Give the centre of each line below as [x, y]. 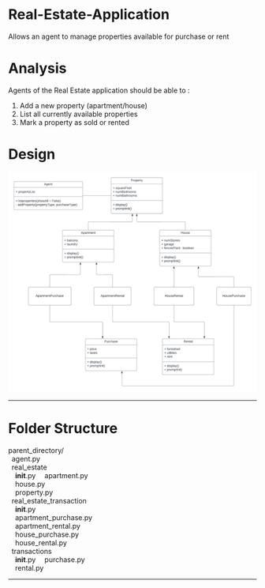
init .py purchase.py [50, 560]
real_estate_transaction [49, 500]
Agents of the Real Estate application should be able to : [99, 90]
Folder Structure [63, 428]
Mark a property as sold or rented [75, 122]
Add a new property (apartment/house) [84, 105]
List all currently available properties [78, 114]
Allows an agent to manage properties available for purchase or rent [119, 36]
